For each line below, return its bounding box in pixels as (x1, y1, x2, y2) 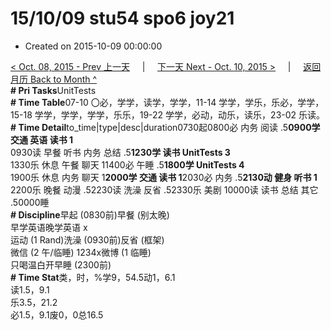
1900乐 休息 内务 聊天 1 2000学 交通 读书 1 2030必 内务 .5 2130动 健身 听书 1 (10, 171, 318, 183)
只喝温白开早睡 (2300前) (10, 258, 112, 271)
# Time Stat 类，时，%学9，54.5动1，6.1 (10, 271, 176, 283)
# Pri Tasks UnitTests (10, 84, 97, 96)
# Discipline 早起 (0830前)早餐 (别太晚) (10, 208, 170, 221)
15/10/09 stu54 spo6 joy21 (10, 7, 235, 30)
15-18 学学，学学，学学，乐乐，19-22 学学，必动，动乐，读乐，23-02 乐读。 (10, 108, 326, 121)
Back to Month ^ (29, 73, 98, 85)
